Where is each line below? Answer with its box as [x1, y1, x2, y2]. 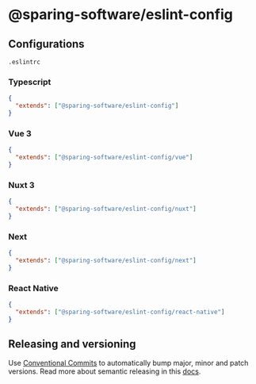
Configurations [8, 37, 85, 51]
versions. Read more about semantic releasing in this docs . [8, 367, 201, 376]
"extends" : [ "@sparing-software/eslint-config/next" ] [15, 256, 197, 264]
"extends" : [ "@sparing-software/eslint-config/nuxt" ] [15, 205, 197, 213]
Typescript [8, 76, 52, 87]
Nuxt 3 [8, 179, 35, 190]
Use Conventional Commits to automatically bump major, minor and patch [8, 359, 249, 368]
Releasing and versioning [8, 337, 136, 351]
